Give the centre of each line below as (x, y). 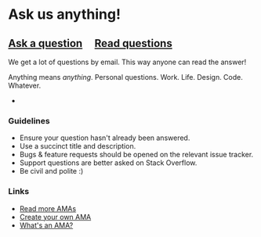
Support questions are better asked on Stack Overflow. (108, 163)
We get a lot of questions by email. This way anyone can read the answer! (127, 62)
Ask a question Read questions (90, 43)
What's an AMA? (46, 225)
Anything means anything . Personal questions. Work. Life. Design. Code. (125, 77)
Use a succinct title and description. (78, 146)
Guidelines (29, 120)
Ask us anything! (65, 14)
